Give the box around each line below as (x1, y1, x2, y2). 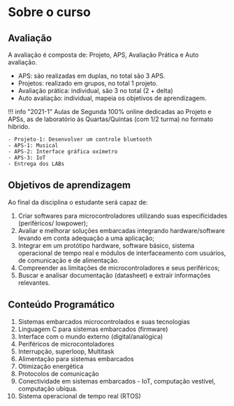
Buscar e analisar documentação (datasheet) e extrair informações (17, 271, 212, 279)
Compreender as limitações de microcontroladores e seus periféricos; (17, 263, 220, 272)
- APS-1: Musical (8, 142, 59, 149)
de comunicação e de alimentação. (17, 256, 119, 265)
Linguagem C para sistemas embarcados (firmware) (17, 325, 168, 333)
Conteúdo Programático (8, 299, 115, 311)
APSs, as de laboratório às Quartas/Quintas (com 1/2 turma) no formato (8, 115, 214, 123)
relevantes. (17, 278, 51, 287)
